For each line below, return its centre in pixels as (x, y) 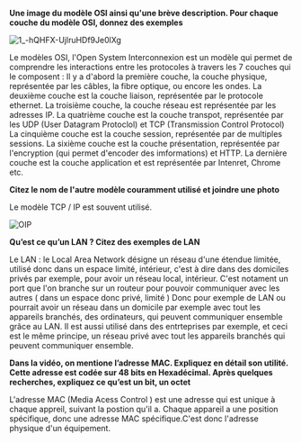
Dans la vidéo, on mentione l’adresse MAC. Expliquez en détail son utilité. (149, 363)
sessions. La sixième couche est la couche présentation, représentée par (145, 144)
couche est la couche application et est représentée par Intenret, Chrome (145, 162)
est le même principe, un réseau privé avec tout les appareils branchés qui (147, 336)
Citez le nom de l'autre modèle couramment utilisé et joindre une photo (145, 189)
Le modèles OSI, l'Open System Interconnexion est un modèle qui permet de (151, 57)
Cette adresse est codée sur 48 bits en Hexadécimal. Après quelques (141, 372)
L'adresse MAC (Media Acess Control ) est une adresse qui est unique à (142, 399)
